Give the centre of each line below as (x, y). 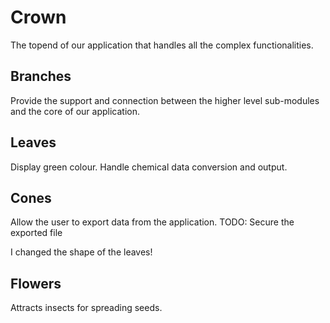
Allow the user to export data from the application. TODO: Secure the (152, 222)
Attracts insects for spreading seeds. (86, 308)
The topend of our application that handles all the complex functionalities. (162, 45)
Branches (41, 76)
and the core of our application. (75, 111)
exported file (36, 233)
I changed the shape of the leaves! (81, 252)
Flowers (36, 283)
